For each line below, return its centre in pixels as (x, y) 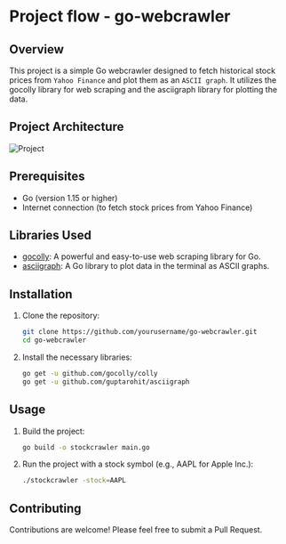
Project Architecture (67, 127)
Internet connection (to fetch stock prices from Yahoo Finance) (137, 207)
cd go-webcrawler (54, 340)
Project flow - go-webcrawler (120, 16)
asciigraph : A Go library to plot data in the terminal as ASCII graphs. (146, 266)
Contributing (45, 508)
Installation (41, 294)
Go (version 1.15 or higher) (70, 198)
